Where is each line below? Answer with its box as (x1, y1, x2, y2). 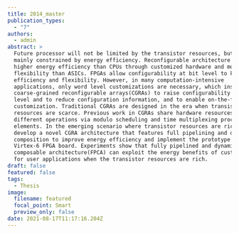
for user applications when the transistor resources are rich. (14, 156, 208, 163)
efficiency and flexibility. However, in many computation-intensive (14, 76, 224, 84)
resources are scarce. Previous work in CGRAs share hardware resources (14, 109, 234, 116)
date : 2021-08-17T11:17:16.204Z (7, 215, 103, 222)
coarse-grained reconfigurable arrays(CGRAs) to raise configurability (14, 90, 231, 97)
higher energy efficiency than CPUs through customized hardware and (14, 63, 224, 70)
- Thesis (14, 182, 40, 189)
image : (7, 189, 27, 196)
